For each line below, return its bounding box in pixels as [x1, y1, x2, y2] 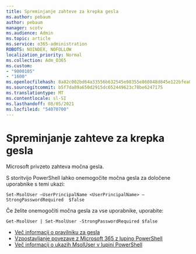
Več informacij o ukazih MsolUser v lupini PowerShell [14, 241, 143, 248]
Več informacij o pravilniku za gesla [14, 229, 100, 236]
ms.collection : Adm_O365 [6, 57, 66, 63]
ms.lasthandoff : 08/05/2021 [6, 100, 75, 107]
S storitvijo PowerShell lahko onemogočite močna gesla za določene [6, 175, 171, 182]
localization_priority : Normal [6, 52, 82, 58]
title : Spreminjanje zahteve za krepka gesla [6, 8, 118, 15]
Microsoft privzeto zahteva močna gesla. [6, 163, 104, 170]
